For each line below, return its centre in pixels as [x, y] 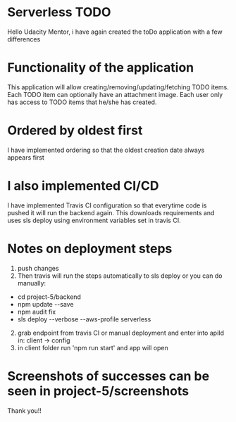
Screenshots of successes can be [108, 376]
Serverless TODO [59, 12]
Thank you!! [25, 410]
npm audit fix [37, 312]
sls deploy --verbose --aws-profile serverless [84, 319]
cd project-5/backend [49, 297]
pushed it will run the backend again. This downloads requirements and [111, 212]
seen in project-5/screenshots [98, 391]
